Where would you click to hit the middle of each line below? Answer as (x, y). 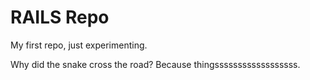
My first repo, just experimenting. (79, 45)
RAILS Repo (60, 17)
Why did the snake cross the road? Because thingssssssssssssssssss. (155, 64)
